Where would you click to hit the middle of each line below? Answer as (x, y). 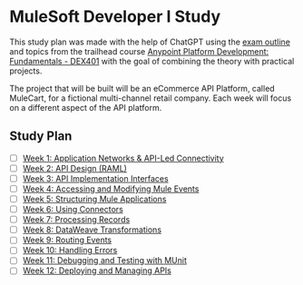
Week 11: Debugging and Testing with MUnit (105, 260)
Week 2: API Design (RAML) (74, 168)
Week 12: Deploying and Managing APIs (97, 270)
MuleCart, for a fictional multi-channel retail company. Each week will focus (151, 98)
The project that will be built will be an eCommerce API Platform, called (142, 88)
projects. (26, 71)
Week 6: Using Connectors (73, 210)
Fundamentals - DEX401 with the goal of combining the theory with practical (152, 61)
